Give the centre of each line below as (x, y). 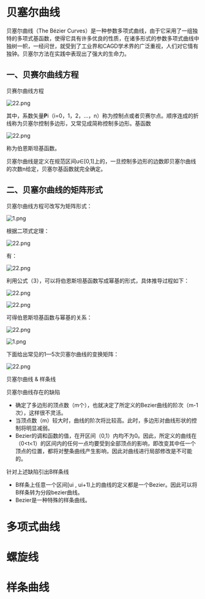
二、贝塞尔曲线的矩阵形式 (54, 190)
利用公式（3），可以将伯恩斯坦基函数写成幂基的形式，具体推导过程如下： (98, 281)
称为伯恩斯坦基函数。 (33, 148)
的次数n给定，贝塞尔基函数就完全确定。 (56, 168)
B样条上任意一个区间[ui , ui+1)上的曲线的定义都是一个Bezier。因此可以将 (106, 484)
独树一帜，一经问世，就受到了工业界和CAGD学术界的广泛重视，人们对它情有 (102, 46)
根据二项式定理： (28, 231)
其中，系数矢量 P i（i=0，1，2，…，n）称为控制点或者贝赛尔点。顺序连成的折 (102, 115)
